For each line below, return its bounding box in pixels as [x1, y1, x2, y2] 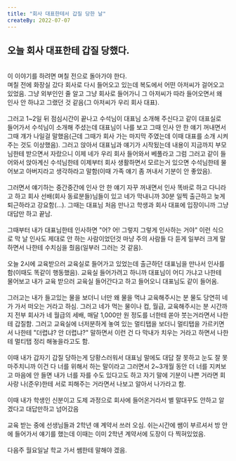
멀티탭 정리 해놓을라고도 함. [14, 338, 90, 346]
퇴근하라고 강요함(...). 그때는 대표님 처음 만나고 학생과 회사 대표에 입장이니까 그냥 [7, 201, 229, 209]
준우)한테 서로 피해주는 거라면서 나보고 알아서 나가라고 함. [27, 380, 186, 388]
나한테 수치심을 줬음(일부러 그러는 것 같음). [25, 243, 143, 252]
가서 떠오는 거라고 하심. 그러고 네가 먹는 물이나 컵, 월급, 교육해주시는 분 [14, 302, 209, 311]
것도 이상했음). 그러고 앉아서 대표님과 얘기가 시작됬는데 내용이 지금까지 [20, 141, 214, 149]
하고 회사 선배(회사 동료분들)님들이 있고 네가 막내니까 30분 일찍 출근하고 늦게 [14, 192, 226, 201]
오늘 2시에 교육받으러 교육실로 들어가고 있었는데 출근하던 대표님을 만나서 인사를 [7, 260, 225, 268]
